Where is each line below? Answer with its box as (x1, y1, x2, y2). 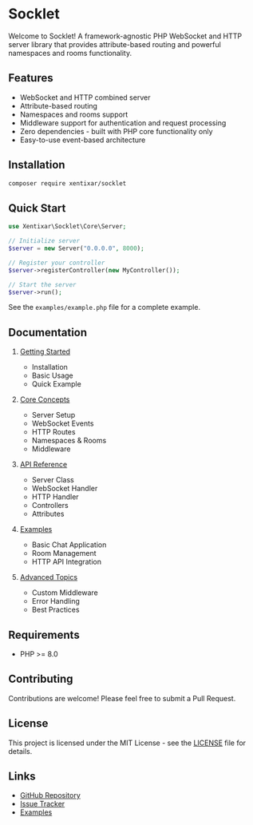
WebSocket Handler (31, 484, 98, 494)
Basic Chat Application (31, 540, 107, 549)
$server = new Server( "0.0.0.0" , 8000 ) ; (8, 244, 145, 252)
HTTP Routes (31, 427, 76, 437)
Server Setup (31, 411, 76, 420)
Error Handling (31, 597, 80, 606)
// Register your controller (8, 259, 105, 267)
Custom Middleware (31, 588, 98, 597)
